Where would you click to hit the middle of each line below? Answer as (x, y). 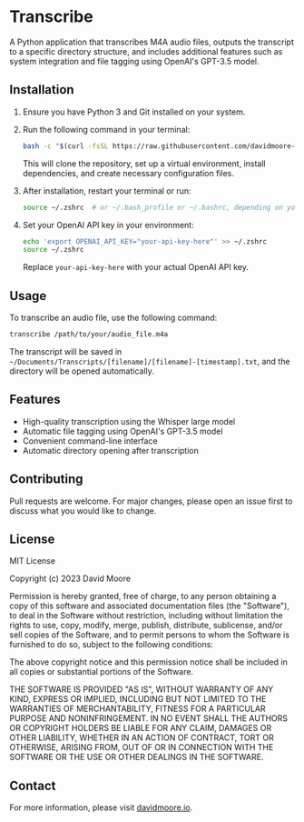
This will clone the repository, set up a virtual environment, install (144, 163)
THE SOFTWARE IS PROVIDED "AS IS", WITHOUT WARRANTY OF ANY (142, 689)
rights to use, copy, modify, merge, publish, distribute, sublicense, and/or (146, 626)
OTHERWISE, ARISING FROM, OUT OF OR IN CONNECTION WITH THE (142, 747)
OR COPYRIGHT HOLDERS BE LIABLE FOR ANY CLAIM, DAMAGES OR (141, 728)
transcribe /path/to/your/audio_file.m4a (89, 335)
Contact (33, 785)
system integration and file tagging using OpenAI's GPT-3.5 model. (134, 61)
